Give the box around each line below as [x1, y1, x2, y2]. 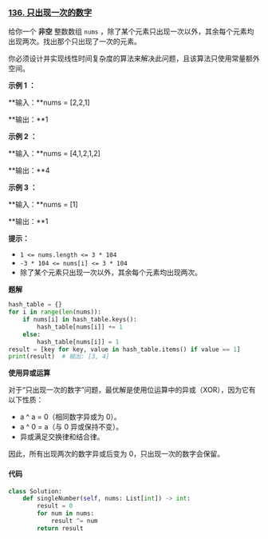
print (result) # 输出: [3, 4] [8, 353, 110, 361]
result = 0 [37, 502, 73, 510]
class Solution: [8, 487, 62, 495]
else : [22, 330, 41, 338]
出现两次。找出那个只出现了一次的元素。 [8, 37, 141, 46]
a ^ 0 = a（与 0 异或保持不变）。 [19, 422, 124, 432]
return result [37, 524, 84, 533]
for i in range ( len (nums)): [8, 308, 102, 317]
